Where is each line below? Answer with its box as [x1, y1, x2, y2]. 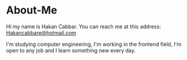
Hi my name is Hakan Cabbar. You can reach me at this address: [6, 23, 161, 30]
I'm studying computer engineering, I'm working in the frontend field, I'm [6, 41, 182, 48]
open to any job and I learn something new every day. [6, 46, 136, 54]
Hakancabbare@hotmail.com [6, 29, 76, 36]
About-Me [6, 4, 57, 17]
